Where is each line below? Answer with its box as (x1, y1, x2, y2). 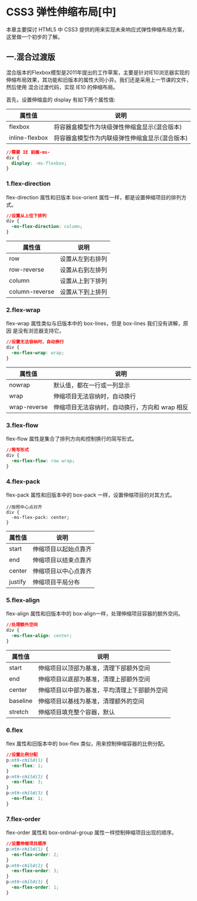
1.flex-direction (6, 180, 51, 188)
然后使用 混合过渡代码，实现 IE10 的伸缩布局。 (6, 83, 119, 91)
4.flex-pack (6, 477, 41, 485)
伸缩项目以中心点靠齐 (32, 567, 92, 575)
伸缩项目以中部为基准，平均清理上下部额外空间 (38, 686, 168, 694)
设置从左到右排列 (59, 255, 108, 263)
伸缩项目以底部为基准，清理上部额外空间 (38, 675, 151, 683)
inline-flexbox (9, 133, 48, 142)
